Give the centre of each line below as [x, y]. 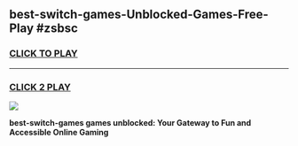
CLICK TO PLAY [43, 54]
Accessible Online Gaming [59, 132]
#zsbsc [57, 29]
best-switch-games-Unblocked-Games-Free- [139, 15]
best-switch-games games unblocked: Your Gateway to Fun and [130, 122]
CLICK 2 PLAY [40, 87]
